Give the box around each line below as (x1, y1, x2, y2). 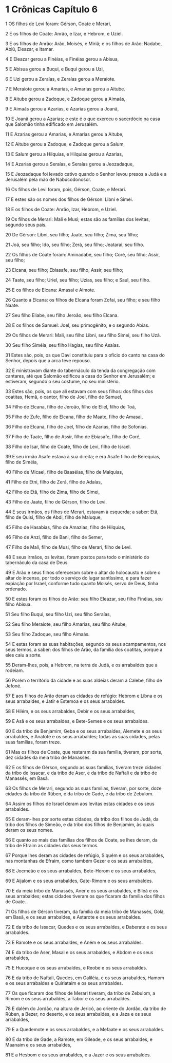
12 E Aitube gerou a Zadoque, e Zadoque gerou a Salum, (5, 141, 125, 147)
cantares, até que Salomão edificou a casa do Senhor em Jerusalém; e (5, 372, 155, 379)
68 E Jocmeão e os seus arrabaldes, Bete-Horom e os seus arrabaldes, (5, 867, 157, 874)
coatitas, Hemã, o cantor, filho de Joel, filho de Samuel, (5, 394, 123, 400)
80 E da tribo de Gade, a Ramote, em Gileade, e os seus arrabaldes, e (5, 1036, 153, 1042)
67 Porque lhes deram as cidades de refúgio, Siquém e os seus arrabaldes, (5, 852, 164, 859)
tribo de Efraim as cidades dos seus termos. (5, 842, 99, 848)
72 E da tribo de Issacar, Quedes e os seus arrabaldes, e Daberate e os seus (5, 924, 167, 930)
